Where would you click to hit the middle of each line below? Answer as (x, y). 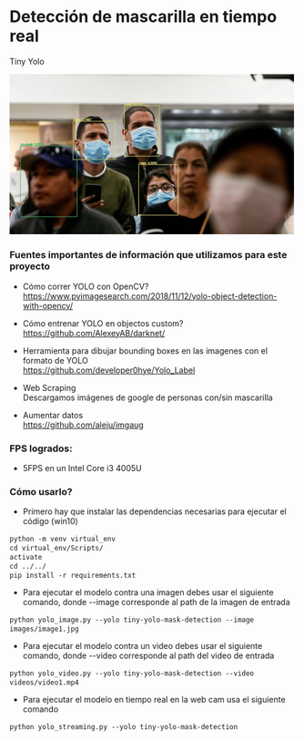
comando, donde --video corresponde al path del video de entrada (148, 656)
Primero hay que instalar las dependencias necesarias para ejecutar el (154, 511)
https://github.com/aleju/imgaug (83, 425)
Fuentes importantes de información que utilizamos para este (148, 255)
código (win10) (51, 521)
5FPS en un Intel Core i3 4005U (82, 468)
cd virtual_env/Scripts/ (56, 549)
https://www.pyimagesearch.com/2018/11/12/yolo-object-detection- (150, 296)
